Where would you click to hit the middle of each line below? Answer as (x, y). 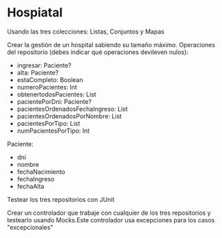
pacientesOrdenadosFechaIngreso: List (72, 109)
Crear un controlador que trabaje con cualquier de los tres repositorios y (109, 213)
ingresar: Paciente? (44, 65)
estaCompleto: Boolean (50, 79)
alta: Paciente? (38, 72)
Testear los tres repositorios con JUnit (61, 199)
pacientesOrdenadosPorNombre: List (69, 116)
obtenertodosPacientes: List (57, 94)
